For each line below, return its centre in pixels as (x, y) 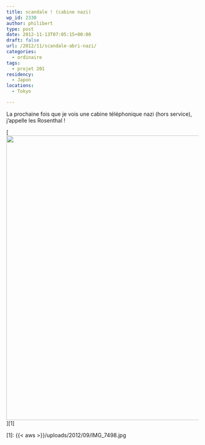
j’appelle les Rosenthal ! (36, 120)
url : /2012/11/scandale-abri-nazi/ (52, 46)
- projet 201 (28, 69)
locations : (20, 86)
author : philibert (30, 23)
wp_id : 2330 (21, 18)
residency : (20, 74)
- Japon (22, 80)
